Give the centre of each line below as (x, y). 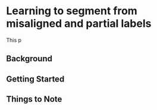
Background (29, 59)
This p (14, 40)
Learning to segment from (72, 11)
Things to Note (34, 99)
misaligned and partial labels (79, 23)
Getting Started (35, 79)
